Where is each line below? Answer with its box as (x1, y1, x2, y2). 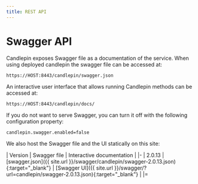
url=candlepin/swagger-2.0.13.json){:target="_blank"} (6, 170, 139, 177)
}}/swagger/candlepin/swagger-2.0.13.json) (68, 158, 176, 165)
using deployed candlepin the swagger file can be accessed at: (6, 61, 163, 68)
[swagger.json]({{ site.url (6, 158, 68, 165)
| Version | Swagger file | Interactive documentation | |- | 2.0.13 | (6, 151, 165, 159)
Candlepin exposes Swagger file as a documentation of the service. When (6, 55, 190, 62)
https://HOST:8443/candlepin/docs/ (6, 101, 95, 107)
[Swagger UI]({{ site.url (56, 164, 114, 171)
